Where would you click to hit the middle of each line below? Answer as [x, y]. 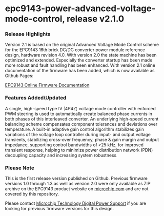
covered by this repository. [32, 194]
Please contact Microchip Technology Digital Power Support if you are [76, 203]
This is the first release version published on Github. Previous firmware [76, 178]
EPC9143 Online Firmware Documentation [47, 85]
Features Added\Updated [36, 98]
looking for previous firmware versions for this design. [60, 209]
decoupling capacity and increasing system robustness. [61, 155]
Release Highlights [28, 34]
